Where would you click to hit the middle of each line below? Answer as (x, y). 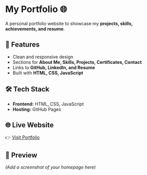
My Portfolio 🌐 (36, 9)
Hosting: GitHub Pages (37, 109)
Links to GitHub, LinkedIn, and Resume (54, 67)
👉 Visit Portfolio (22, 137)
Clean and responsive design (43, 57)
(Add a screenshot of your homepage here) (51, 167)
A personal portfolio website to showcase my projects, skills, (69, 23)
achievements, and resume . (35, 29)
